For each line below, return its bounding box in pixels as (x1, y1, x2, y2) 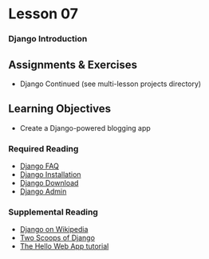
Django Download (19, 179, 79, 188)
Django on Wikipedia (19, 225, 89, 234)
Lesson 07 (8, 5, 78, 23)
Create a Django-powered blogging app (19, 123, 152, 132)
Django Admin (19, 186, 67, 196)
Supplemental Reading (8, 206, 98, 218)
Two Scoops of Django (19, 233, 96, 243)
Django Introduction (8, 33, 88, 45)
